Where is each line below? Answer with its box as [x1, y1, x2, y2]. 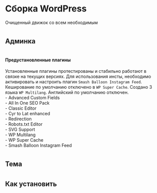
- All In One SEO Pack [5, 100, 50, 106]
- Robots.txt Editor [5, 121, 43, 127]
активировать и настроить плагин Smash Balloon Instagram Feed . [5, 78, 143, 85]
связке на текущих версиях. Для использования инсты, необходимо [5, 73, 152, 79]
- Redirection [5, 116, 32, 122]
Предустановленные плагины [5, 57, 71, 63]
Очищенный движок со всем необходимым [5, 19, 98, 25]
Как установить [5, 180, 57, 189]
